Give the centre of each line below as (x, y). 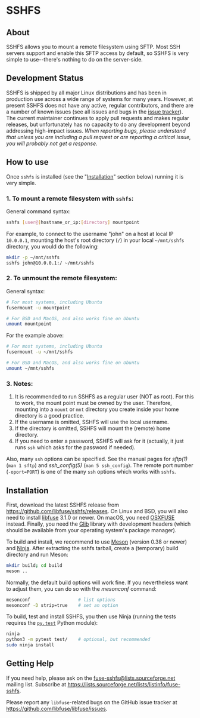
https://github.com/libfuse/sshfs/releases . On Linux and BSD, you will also (97, 511)
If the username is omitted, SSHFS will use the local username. (92, 422)
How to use (27, 162)
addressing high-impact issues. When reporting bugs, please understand (96, 131)
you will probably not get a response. (52, 143)
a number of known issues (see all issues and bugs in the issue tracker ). (95, 112)
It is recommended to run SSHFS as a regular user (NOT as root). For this (104, 397)
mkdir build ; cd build (34, 565)
